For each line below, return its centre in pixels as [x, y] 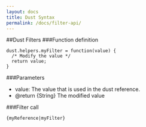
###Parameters [25, 78]
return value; [29, 61]
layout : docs [22, 12]
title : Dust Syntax [31, 17]
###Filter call [22, 107]
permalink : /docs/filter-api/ [44, 23]
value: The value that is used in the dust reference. [77, 89]
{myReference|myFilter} [36, 118]
